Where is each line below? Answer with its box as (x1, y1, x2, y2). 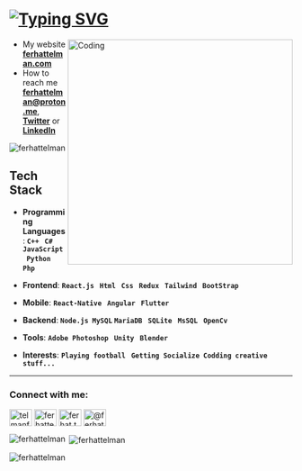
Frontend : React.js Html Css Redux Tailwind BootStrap (22, 279, 239, 290)
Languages (22, 225, 66, 236)
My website (22, 39, 66, 50)
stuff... (22, 358, 56, 368)
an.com (22, 58, 52, 68)
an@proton (22, 95, 66, 107)
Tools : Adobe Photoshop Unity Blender (22, 331, 169, 342)
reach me (22, 77, 58, 87)
